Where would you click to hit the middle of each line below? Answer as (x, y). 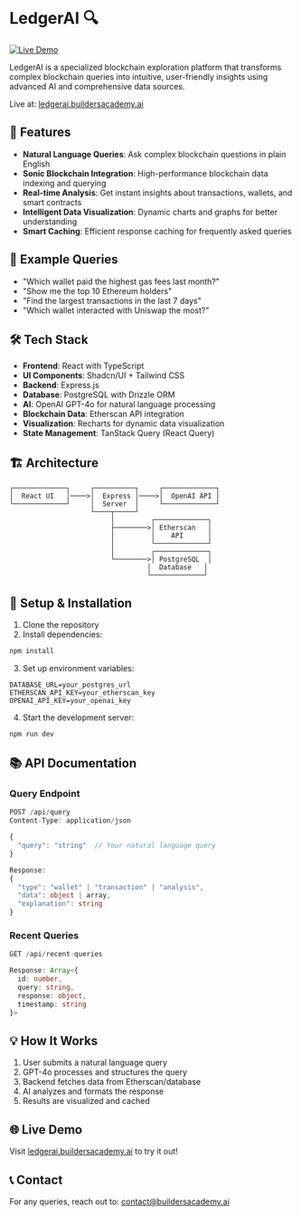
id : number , (40, 979)
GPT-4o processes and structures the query (105, 1072)
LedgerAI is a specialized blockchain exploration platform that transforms (146, 67)
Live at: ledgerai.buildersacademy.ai (77, 104)
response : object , (52, 996)
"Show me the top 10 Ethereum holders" (97, 290)
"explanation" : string (60, 904)
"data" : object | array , (64, 896)
